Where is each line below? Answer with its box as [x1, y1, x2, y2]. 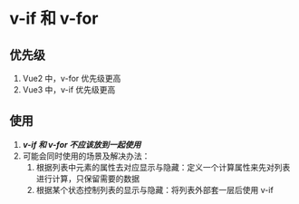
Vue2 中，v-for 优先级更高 [22, 73, 121, 83]
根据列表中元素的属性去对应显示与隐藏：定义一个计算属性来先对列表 [35, 161, 291, 172]
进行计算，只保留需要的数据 [35, 173, 140, 184]
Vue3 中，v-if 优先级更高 [22, 84, 116, 95]
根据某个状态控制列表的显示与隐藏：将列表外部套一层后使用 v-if [35, 184, 274, 195]
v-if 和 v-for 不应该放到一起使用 [22, 139, 141, 150]
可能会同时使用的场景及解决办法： [22, 151, 150, 161]
